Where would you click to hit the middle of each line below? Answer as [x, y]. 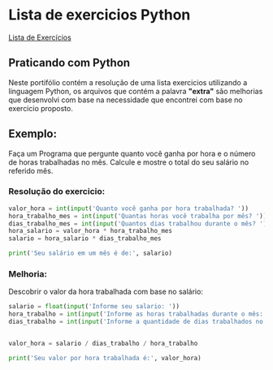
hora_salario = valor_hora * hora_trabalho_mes [91, 231]
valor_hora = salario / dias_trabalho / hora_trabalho [103, 344]
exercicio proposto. [41, 108]
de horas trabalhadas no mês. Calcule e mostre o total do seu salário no [129, 162]
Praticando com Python [69, 63]
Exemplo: [33, 134]
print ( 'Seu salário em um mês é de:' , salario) [91, 253]
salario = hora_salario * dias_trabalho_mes [85, 239]
